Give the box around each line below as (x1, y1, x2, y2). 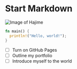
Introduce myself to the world (12, 58, 72, 64)
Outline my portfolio (12, 52, 52, 58)
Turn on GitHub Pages (12, 47, 57, 53)
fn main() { (5, 29, 29, 34)
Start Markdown (5, 3, 73, 14)
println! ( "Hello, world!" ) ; (9, 33, 67, 38)
